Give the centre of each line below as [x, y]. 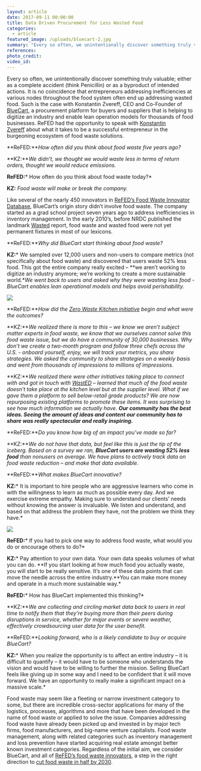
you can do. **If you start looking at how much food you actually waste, [96, 565]
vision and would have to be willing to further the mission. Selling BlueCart [98, 668]
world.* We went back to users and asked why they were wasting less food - [101, 280]
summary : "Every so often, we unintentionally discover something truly [99, 45]
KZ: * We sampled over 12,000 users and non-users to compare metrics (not [101, 255]
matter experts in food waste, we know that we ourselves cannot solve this [99, 333]
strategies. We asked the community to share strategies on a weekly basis [98, 358]
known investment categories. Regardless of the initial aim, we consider [95, 749]
